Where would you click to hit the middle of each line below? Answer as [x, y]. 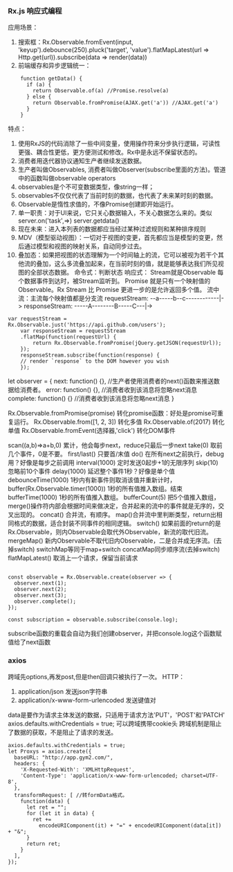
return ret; [43, 844]
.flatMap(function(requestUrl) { [68, 337]
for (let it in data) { [60, 813]
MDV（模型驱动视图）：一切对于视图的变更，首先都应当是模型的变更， [117, 238]
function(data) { [45, 801]
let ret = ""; [47, 807]
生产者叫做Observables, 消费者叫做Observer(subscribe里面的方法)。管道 [122, 170]
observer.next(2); [41, 590]
